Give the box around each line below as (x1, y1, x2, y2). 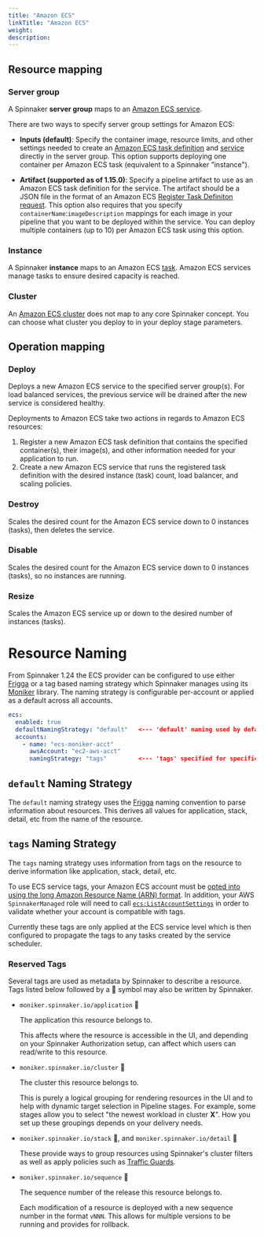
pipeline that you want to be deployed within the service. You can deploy (19, 217, 255, 226)
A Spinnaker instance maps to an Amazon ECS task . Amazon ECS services (8, 263, 251, 273)
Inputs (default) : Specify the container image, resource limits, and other (19, 135, 254, 144)
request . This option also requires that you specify (19, 200, 183, 210)
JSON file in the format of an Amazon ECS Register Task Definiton (19, 191, 233, 201)
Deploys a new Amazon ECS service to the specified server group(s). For (8, 381, 245, 391)
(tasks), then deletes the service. (8, 525, 115, 534)
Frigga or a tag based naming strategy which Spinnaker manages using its (8, 679, 249, 689)
